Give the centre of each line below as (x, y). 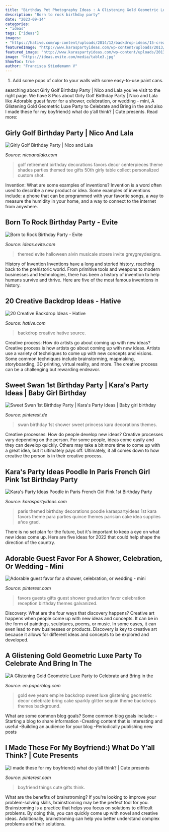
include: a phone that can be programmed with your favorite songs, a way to (84, 196)
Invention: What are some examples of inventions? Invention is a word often (83, 185)
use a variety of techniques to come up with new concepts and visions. (79, 353)
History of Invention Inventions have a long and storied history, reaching (80, 264)
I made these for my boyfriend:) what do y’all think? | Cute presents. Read (81, 112)
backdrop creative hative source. (52, 333)
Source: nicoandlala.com (31, 155)
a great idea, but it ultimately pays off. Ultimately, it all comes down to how (82, 451)
